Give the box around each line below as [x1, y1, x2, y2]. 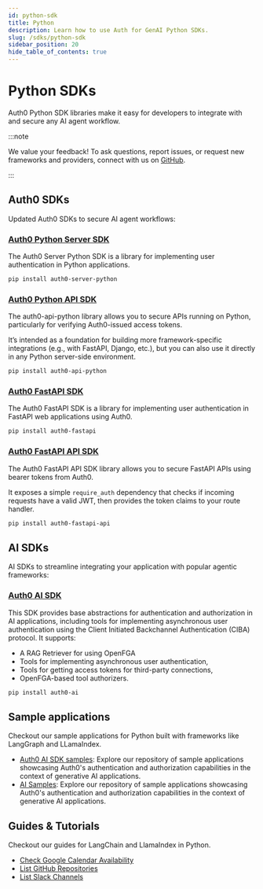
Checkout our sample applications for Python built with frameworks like [8, 731, 239, 740]
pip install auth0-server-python [8, 275, 118, 283]
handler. [8, 504, 35, 514]
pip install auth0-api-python [8, 367, 108, 375]
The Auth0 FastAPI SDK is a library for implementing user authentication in [8, 404, 250, 413]
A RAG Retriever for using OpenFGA [19, 648, 136, 658]
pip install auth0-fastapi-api [8, 519, 111, 527]
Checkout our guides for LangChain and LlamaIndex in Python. [8, 840, 211, 850]
